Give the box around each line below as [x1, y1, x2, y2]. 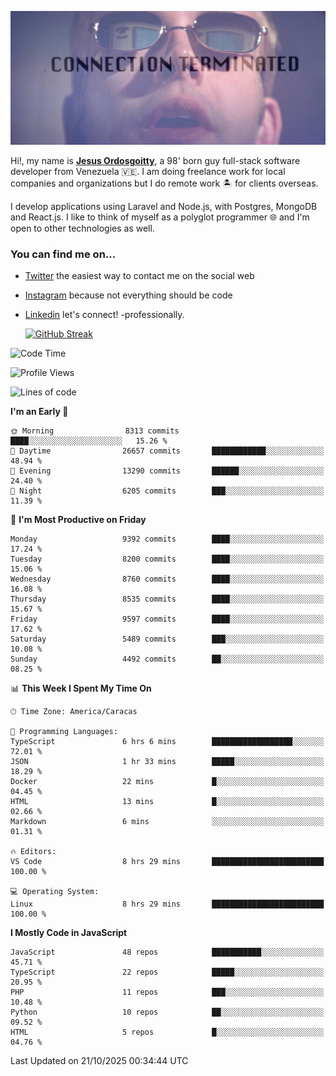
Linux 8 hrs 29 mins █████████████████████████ [10, 899, 325, 910]
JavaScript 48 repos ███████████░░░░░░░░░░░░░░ [10, 947, 325, 958]
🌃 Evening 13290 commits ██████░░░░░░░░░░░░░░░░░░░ [10, 466, 325, 476]
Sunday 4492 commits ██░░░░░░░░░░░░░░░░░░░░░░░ [10, 654, 325, 665]
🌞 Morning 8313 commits [10, 426, 180, 436]
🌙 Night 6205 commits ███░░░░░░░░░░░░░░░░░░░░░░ [10, 486, 325, 496]
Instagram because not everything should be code [24, 289, 233, 301]
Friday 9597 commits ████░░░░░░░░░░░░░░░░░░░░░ [10, 614, 325, 625]
